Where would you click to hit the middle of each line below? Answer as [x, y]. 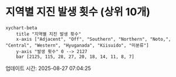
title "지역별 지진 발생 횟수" [49, 34]
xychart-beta [21, 28]
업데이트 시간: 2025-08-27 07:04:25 [48, 68]
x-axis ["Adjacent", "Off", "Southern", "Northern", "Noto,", [94, 39]
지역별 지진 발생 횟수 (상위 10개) [78, 12]
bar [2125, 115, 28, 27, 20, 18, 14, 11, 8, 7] [75, 57]
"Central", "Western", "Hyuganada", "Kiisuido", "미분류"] [77, 45]
